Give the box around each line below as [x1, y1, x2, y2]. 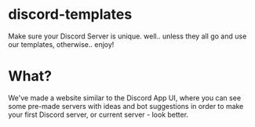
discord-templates [8, 5, 133, 24]
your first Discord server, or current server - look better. [8, 110, 189, 119]
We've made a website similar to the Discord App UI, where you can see [8, 93, 242, 103]
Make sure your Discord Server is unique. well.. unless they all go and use [8, 31, 247, 41]
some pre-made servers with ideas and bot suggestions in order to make [8, 101, 244, 111]
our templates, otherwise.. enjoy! [8, 39, 115, 49]
